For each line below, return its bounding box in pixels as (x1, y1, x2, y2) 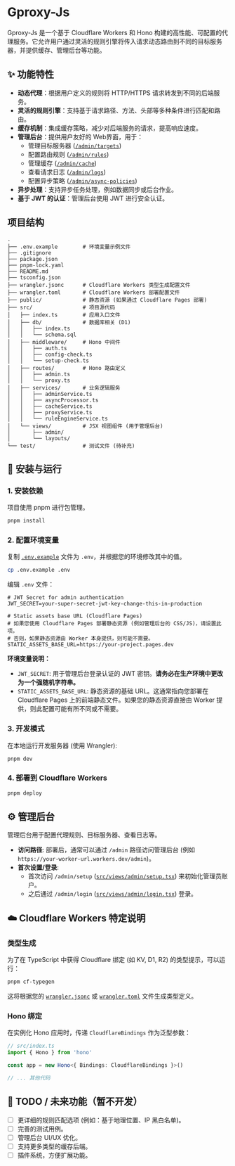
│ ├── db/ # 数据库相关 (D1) (7, 319, 131, 326)
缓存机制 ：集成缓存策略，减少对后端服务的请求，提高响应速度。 (17, 124, 202, 132)
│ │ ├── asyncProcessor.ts (7, 397, 99, 404)
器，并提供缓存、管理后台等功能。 (7, 46, 106, 54)
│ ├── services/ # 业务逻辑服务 (7, 384, 121, 391)
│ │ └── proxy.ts (7, 377, 71, 384)
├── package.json (7, 255, 58, 262)
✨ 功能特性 (7, 68, 55, 81)
